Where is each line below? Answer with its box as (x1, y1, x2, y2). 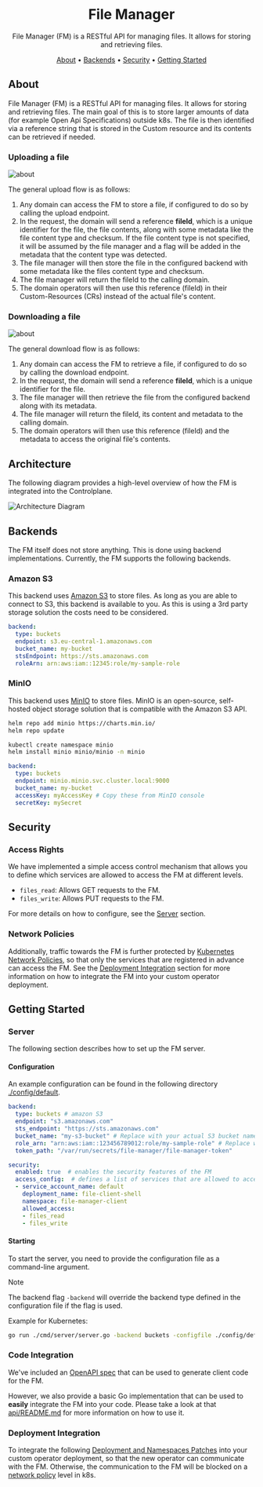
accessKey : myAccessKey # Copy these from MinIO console (15, 791, 205, 799)
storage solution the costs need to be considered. (8, 608, 169, 617)
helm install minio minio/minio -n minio (8, 748, 146, 756)
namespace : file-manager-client (22, 1197, 128, 1205)
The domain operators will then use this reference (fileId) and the (19, 426, 229, 436)
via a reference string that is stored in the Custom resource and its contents (8, 123, 252, 133)
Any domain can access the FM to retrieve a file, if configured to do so (19, 360, 247, 369)
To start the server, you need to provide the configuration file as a (8, 1254, 220, 1263)
